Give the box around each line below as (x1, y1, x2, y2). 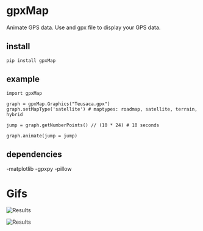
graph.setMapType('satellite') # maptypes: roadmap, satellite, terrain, (6, 106, 198, 112)
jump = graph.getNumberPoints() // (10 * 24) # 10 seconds (6, 122, 160, 128)
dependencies (6, 149, 62, 159)
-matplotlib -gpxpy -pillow (6, 165, 72, 173)
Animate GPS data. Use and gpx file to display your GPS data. (6, 24, 161, 31)
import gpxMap (6, 90, 43, 96)
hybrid (6, 111, 23, 117)
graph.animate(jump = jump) (6, 133, 78, 139)
